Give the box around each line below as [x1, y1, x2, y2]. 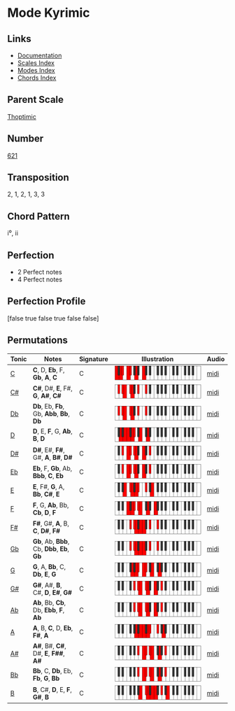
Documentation [17, 51, 62, 59]
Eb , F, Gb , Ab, [32, 464, 73, 472]
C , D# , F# [32, 527, 61, 535]
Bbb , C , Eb [32, 471, 64, 480]
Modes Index [17, 66, 55, 74]
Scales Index [17, 59, 55, 67]
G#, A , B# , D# [32, 453, 73, 461]
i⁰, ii [7, 229, 19, 237]
